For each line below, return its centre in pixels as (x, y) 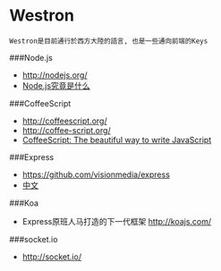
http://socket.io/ (52, 257)
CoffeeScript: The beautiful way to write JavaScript (117, 140)
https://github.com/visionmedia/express (96, 174)
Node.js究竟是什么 (56, 85)
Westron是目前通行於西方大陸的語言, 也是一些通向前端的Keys (109, 41)
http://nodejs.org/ (55, 75)
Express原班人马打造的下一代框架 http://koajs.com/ (117, 221)
